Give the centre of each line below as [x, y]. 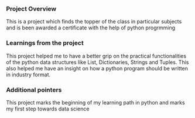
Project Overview [31, 9]
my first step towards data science [48, 109]
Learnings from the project [45, 43]
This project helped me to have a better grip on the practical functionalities [96, 56]
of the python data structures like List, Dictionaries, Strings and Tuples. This [97, 62]
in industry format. [28, 75]
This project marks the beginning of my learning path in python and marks [96, 102]
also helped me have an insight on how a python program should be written [97, 68]
